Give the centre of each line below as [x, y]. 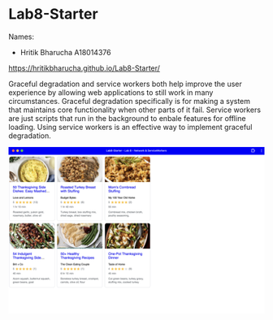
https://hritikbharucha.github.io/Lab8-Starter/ [84, 68]
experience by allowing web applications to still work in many [111, 92]
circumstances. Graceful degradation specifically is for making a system [129, 101]
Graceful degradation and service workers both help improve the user [125, 84]
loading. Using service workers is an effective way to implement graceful [130, 127]
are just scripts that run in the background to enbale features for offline [127, 118]
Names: [22, 37]
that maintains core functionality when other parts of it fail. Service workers [135, 110]
